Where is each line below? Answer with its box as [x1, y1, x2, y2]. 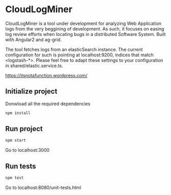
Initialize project [5, 87, 58, 96]
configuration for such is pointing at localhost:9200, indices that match [5, 52, 154, 58]
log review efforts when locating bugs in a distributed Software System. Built [5, 31, 166, 37]
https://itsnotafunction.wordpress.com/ [5, 72, 88, 78]
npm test [5, 175, 24, 181]
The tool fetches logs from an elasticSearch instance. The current [5, 46, 144, 52]
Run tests [5, 161, 36, 171]
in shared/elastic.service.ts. [5, 62, 64, 69]
